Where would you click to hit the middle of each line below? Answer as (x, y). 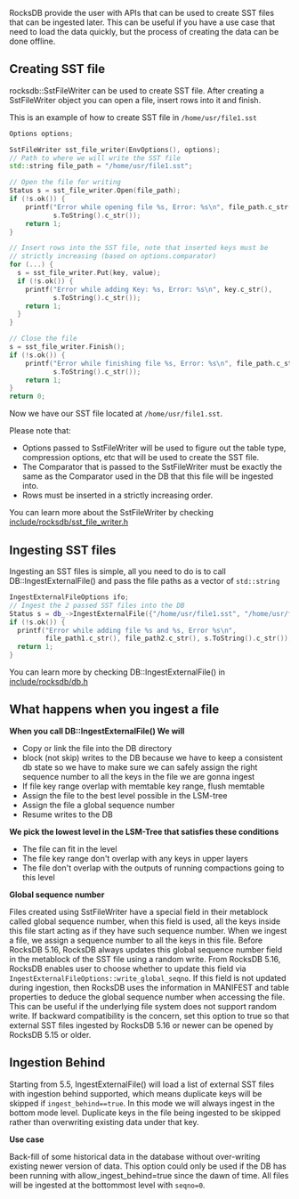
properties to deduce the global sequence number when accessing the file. (147, 997)
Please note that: (40, 431)
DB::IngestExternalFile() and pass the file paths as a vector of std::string (145, 581)
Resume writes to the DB (67, 814)
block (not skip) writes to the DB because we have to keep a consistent (152, 757)
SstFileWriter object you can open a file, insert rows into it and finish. (135, 100)
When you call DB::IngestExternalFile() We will (97, 731)
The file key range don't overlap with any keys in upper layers (135, 858)
